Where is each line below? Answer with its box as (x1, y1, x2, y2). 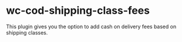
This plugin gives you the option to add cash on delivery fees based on (6, 23, 177, 30)
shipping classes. (6, 29, 48, 36)
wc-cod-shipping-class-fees (6, 4, 150, 17)
